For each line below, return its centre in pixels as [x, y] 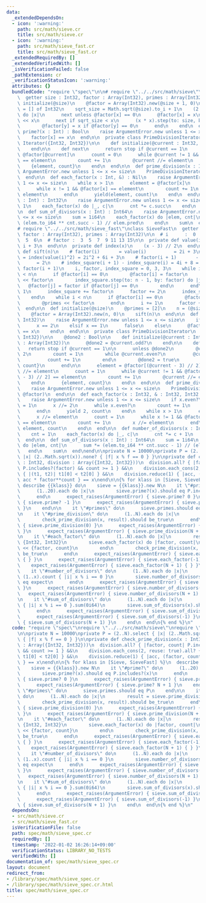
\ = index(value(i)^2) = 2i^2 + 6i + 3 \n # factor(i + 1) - [108, 257]
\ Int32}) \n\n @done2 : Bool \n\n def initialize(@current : [104, 337]
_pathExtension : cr [37, 75]
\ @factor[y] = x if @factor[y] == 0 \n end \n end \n [105, 126]
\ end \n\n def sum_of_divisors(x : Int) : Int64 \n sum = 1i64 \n [108, 440]
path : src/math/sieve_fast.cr [56, 47]
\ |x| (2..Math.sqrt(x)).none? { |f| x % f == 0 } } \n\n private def [107, 457]
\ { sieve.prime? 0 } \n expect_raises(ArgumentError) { [97, 679]
